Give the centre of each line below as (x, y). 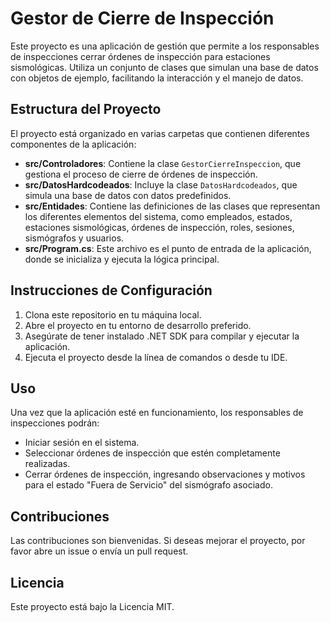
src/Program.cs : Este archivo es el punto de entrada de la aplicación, (168, 248)
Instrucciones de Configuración (111, 290)
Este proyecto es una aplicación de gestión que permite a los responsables (165, 46)
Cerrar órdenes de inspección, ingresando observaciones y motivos (165, 474)
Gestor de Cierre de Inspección (142, 18)
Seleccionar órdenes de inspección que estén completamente (152, 453)
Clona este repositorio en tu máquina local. (113, 314)
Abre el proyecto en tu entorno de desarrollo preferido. (138, 325)
